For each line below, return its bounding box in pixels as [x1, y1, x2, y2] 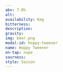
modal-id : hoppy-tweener [5, 41, 58, 46]
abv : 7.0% [5, 7, 26, 13]
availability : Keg [5, 17, 44, 22]
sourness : [5, 54, 26, 60]
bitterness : [5, 21, 30, 27]
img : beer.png [5, 36, 36, 41]
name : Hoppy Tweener [5, 45, 49, 50]
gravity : [5, 31, 24, 36]
